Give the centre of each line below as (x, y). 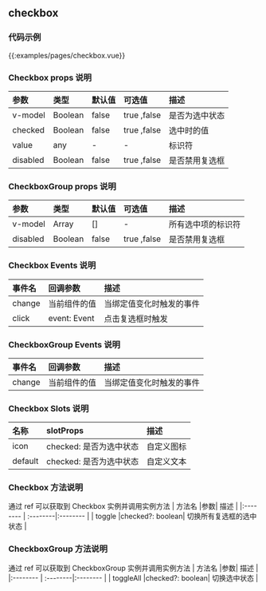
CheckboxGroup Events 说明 (65, 344)
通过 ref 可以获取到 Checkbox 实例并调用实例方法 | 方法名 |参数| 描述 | (123, 506)
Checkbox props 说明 (50, 77)
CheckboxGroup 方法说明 (58, 549)
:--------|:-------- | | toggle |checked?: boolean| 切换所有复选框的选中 (142, 516)
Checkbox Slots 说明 (49, 408)
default (25, 461)
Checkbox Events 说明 (52, 265)
